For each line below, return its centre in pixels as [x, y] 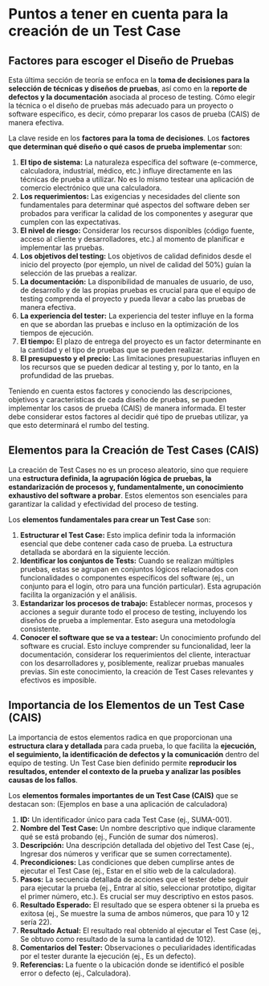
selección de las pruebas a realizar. [79, 273]
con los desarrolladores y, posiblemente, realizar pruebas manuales [132, 662]
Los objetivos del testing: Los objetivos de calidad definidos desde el [135, 256]
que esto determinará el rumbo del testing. [79, 425]
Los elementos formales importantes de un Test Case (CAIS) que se [123, 795]
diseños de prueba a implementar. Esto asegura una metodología [128, 620]
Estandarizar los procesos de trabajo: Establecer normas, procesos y [136, 603]
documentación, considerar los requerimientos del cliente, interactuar [135, 654]
